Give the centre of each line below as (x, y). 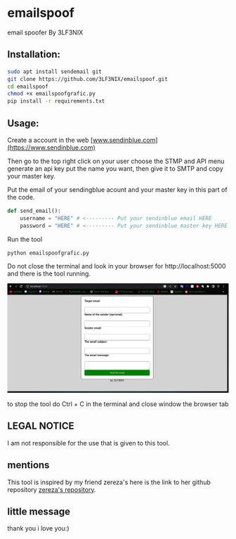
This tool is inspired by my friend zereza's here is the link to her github (109, 482)
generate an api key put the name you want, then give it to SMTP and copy (115, 168)
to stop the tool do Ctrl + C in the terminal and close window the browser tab (118, 404)
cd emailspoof (28, 86)
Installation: (34, 54)
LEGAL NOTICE (41, 426)
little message (39, 512)
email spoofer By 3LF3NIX (45, 32)
